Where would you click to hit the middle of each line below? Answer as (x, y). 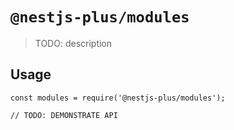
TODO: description (73, 43)
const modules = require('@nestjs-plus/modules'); (118, 98)
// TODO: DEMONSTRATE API (64, 115)
